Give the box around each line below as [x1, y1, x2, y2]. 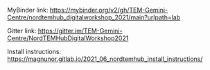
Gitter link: [7, 27, 37, 35]
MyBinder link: [7, 6, 49, 14]
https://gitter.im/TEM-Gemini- [37, 27, 123, 35]
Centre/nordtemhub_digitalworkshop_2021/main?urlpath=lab [7, 13, 181, 21]
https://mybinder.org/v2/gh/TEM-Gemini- [49, 6, 168, 14]
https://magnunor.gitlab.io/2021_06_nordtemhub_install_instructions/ [7, 55, 203, 63]
